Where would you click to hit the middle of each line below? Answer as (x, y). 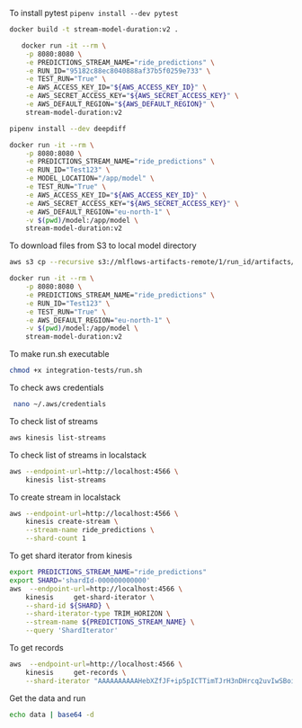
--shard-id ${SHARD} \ (68, 606)
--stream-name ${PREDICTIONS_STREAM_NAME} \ (110, 622)
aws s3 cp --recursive (52, 262)
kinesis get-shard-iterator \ (90, 597)
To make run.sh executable (59, 354)
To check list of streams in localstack (78, 455)
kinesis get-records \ (76, 672)
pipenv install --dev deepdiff (68, 129)
